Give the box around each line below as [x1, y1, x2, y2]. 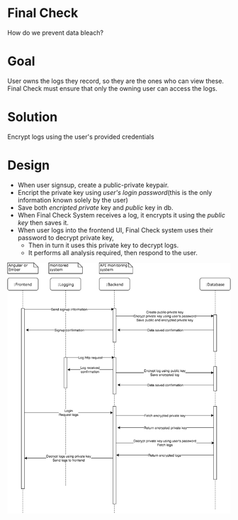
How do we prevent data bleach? [7, 28, 104, 37]
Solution [7, 109, 58, 125]
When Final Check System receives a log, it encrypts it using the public [17, 210, 225, 219]
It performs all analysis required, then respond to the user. [28, 248, 198, 256]
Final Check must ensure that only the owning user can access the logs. [7, 84, 218, 93]
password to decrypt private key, [17, 233, 115, 242]
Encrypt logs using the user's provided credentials [7, 132, 154, 141]
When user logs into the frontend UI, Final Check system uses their [17, 225, 214, 234]
